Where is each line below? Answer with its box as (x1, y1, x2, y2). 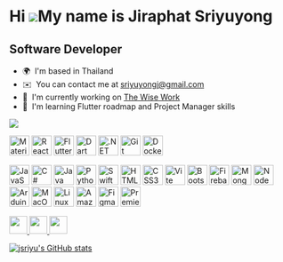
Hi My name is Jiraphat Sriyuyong (9, 6, 273, 27)
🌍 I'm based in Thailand (21, 66, 114, 76)
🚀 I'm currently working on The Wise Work (21, 91, 181, 102)
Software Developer (9, 42, 123, 57)
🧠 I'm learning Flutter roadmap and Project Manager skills (21, 101, 236, 112)
